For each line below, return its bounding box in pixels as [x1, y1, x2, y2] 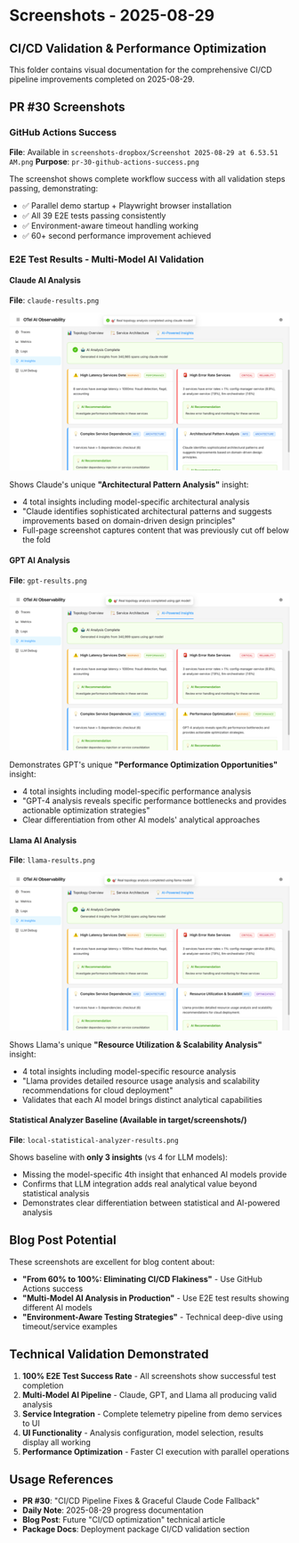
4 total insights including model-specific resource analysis [21, 1065, 237, 1076]
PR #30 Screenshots [9, 100, 125, 115]
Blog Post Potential [9, 1233, 117, 1248]
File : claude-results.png [9, 295, 100, 306]
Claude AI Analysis [9, 275, 82, 286]
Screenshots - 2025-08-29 [9, 5, 215, 26]
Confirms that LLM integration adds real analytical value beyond [21, 1178, 257, 1189]
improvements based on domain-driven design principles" [21, 516, 236, 527]
